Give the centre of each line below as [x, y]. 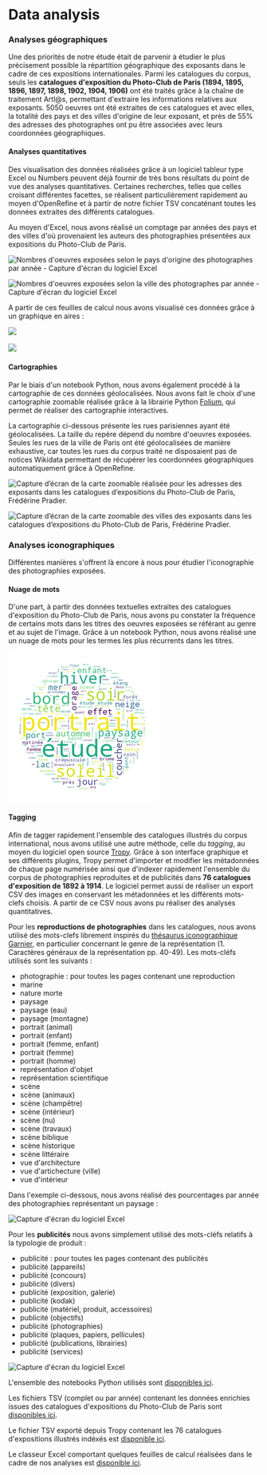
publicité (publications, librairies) [73, 1343]
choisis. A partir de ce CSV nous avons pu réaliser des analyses [131, 902]
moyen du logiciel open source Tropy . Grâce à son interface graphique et [128, 852]
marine [31, 984]
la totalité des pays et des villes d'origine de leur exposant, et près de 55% [131, 116]
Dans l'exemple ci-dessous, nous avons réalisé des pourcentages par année [133, 1195]
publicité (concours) [53, 1275]
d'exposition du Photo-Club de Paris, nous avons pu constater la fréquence [132, 615]
